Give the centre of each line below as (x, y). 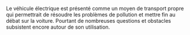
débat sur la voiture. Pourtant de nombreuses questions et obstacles (89, 21)
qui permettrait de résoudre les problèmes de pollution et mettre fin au (91, 15)
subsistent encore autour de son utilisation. (58, 27)
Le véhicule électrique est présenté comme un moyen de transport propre (95, 8)
